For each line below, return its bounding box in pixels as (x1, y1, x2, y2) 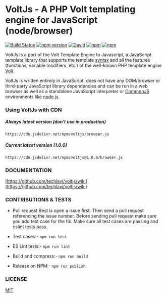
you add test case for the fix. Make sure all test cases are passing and (12, 219, 158, 225)
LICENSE (5, 276, 28, 283)
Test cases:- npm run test (12, 234, 67, 240)
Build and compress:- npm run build (12, 253, 88, 259)
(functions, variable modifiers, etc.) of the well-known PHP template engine (5, 62, 162, 68)
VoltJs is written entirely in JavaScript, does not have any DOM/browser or (5, 77, 160, 83)
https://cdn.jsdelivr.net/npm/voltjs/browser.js (5, 132, 109, 137)
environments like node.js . (5, 94, 60, 100)
